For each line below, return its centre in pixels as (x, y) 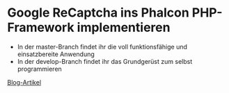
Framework (41, 27)
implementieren (124, 27)
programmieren (40, 69)
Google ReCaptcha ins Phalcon (98, 13)
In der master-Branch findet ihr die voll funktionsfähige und (102, 46)
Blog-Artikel (24, 82)
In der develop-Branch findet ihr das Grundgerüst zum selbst (105, 61)
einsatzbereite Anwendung (56, 54)
